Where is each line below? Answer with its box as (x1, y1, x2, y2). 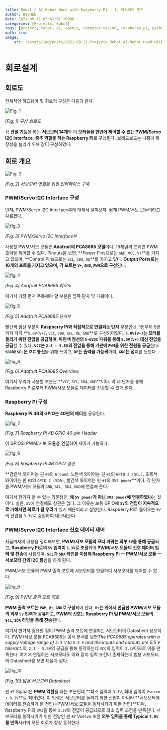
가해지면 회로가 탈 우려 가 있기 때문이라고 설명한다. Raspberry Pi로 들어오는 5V (10, 506, 161, 512)
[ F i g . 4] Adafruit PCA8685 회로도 (5, 282, 72, 288)
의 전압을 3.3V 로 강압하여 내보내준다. (5, 513, 77, 519)
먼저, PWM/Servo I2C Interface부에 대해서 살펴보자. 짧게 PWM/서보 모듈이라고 (5, 207, 161, 213)
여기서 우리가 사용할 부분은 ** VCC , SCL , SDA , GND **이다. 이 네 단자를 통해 (5, 378, 143, 384)
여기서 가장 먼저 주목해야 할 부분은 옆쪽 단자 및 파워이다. (5, 293, 114, 299)
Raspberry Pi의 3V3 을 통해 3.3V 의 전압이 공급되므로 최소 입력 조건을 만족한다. (5, 707, 156, 713)
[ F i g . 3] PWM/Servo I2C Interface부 (5, 233, 78, 239)
